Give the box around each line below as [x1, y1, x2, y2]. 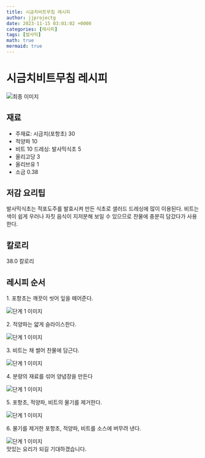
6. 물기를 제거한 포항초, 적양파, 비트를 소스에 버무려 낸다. [6, 425, 142, 432]
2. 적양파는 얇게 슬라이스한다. [6, 321, 76, 328]
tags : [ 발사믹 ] [6, 32, 42, 38]
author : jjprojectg [6, 15, 56, 21]
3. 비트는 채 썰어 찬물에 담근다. [6, 347, 80, 354]
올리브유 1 [15, 160, 39, 168]
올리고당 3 [15, 152, 40, 160]
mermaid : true [6, 43, 43, 50]
